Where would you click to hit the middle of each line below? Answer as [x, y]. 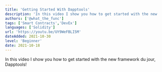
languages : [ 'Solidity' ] [30, 28]
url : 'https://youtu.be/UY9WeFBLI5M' [43, 32]
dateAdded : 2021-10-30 [28, 37]
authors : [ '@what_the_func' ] [34, 18]
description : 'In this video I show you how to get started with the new [81, 14]
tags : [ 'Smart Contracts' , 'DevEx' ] [41, 23]
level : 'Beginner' [24, 41]
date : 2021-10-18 [23, 45]
